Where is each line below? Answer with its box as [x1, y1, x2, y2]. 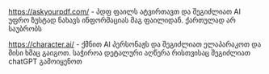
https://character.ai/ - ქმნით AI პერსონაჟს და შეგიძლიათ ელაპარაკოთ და [8, 39, 262, 49]
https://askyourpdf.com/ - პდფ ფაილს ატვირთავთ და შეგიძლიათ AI [8, 7, 241, 16]
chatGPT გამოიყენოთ [8, 56, 82, 66]
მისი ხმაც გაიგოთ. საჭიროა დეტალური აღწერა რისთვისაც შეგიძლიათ [8, 48, 250, 57]
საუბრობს [8, 24, 42, 33]
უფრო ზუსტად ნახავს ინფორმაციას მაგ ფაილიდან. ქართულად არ [8, 15, 236, 25]
